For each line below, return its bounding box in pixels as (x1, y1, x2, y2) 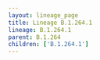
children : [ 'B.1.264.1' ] (8, 41, 89, 48)
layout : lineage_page (8, 11, 79, 19)
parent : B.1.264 (8, 33, 61, 41)
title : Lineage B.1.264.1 (8, 19, 92, 26)
